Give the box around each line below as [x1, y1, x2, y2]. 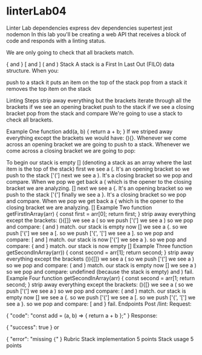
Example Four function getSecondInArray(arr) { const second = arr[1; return [6, 274, 195, 282]
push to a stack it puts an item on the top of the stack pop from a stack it [6, 79, 187, 86]
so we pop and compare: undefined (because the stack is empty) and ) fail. [6, 268, 194, 275]
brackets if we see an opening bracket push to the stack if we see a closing [6, 103, 195, 110]
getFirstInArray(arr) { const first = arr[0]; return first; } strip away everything [6, 210, 196, 217]
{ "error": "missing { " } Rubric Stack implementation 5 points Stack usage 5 [6, 335, 194, 342]
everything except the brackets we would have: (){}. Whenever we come [6, 134, 187, 142]
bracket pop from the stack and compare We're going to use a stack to [6, 109, 183, 117]
